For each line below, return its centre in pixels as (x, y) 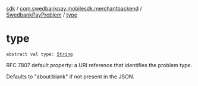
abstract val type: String (40, 54)
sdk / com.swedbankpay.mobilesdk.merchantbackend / (74, 9)
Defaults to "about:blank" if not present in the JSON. (70, 77)
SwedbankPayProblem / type (42, 15)
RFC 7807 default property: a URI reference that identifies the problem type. (99, 65)
